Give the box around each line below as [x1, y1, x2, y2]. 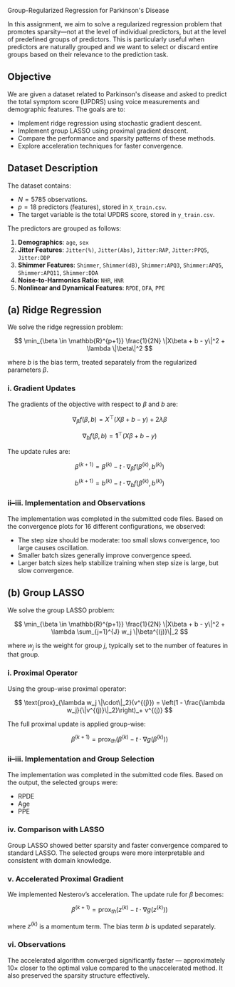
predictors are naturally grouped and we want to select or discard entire [7, 43, 219, 51]
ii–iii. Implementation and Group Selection [7, 754, 155, 764]
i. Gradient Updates [7, 383, 76, 393]
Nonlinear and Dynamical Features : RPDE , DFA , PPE [17, 283, 165, 292]
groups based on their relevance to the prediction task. [7, 50, 169, 59]
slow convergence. [17, 566, 74, 575]
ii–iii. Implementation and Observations [7, 498, 146, 508]
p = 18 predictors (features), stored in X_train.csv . [17, 203, 167, 211]
